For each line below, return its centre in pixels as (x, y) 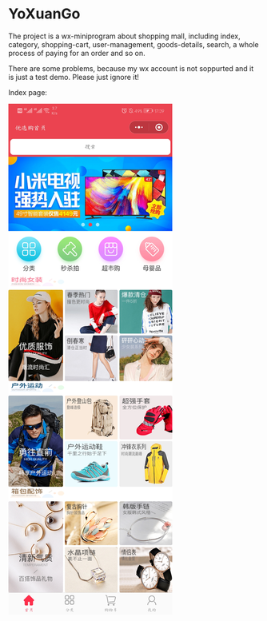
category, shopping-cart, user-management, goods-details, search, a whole (133, 44)
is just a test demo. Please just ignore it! (74, 77)
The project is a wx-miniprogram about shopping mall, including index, (125, 36)
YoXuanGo (44, 14)
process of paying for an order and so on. (77, 53)
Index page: (28, 92)
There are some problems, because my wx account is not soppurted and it (131, 68)
